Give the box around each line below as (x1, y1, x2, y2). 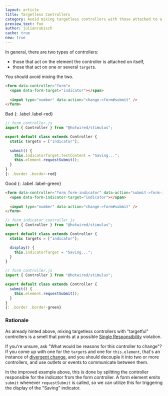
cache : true (5, 30, 30, 35)
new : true (5, 35, 26, 40)
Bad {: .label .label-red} (5, 111, 53, 117)
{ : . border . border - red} (5, 171, 57, 176)
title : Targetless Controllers (5, 12, 70, 17)
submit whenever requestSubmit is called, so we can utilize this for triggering (5, 379, 163, 385)
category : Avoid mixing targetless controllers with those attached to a (5, 16, 162, 21)
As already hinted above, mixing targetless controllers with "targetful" (5, 328, 149, 334)
